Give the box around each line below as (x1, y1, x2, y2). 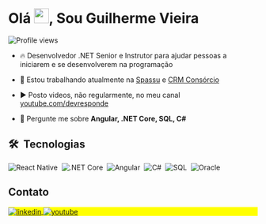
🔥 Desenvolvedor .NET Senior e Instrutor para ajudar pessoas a (19, 50, 227, 60)
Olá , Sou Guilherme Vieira (8, 9, 199, 28)
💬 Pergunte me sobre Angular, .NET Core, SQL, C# (19, 114, 187, 123)
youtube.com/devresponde (19, 99, 109, 108)
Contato (8, 185, 49, 199)
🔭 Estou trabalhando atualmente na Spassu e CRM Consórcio (19, 75, 220, 84)
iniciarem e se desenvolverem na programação (19, 59, 173, 69)
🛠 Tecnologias (8, 138, 85, 151)
